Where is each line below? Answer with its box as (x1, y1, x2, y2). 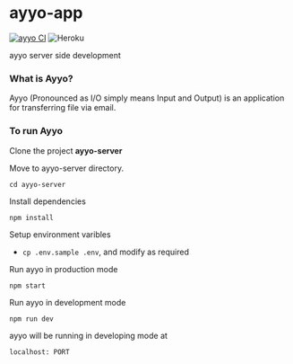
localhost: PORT (9, 347, 70, 357)
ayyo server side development (9, 49, 121, 60)
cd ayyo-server (9, 180, 66, 189)
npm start (9, 281, 47, 290)
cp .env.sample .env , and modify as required (22, 246, 190, 257)
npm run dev (9, 314, 54, 324)
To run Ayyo (9, 125, 63, 138)
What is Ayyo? (9, 72, 73, 84)
